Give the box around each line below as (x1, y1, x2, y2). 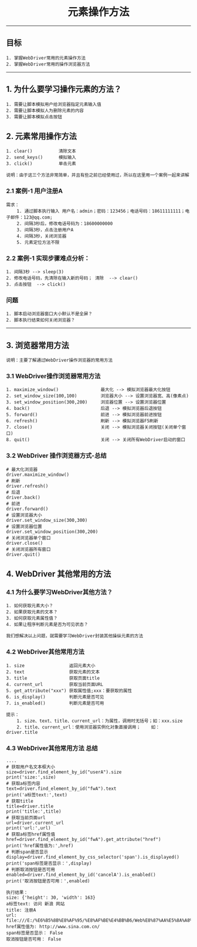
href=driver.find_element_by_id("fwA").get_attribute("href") (6, 836, 161, 842)
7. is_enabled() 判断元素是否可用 (6, 700, 104, 706)
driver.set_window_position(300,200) (6, 528, 98, 535)
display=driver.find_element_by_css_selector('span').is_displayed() (6, 854, 180, 860)
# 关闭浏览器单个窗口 (6, 535, 51, 541)
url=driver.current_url (6, 820, 64, 826)
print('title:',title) (6, 808, 62, 814)
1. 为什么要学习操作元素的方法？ (6, 84, 122, 94)
